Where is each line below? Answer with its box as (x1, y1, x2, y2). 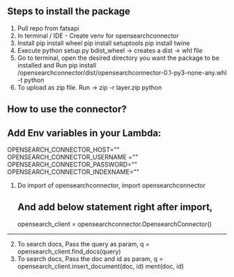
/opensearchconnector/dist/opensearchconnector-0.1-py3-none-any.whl (17, 68, 227, 77)
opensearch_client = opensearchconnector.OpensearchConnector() (17, 219, 212, 228)
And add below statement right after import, (17, 201, 213, 213)
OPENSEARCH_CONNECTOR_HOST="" (7, 145, 120, 154)
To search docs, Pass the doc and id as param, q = (17, 254, 164, 263)
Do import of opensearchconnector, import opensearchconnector (17, 181, 206, 190)
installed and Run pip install (17, 61, 96, 69)
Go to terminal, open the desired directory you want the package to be (17, 54, 219, 62)
